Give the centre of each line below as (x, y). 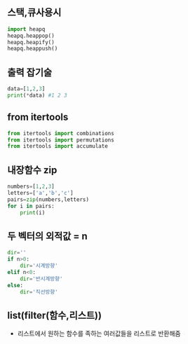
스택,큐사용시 (34, 13)
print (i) (33, 212)
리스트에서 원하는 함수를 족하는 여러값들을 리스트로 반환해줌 (99, 333)
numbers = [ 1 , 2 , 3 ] (31, 187)
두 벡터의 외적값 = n (47, 236)
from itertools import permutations (61, 140)
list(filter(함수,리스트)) (54, 315)
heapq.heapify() (31, 42)
